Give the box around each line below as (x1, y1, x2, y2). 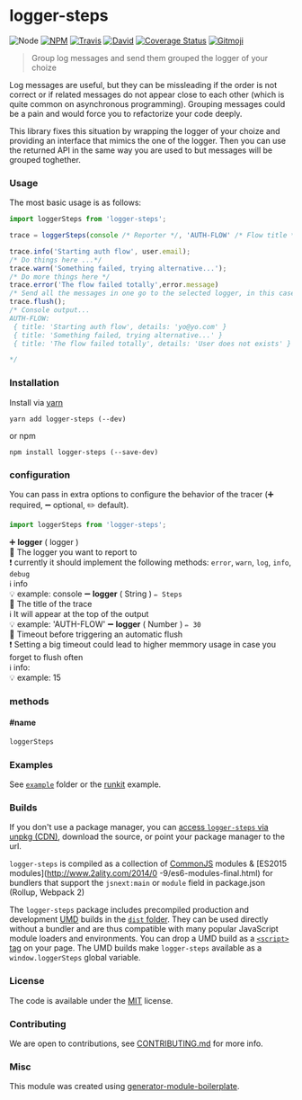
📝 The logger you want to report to (9, 546, 138, 558)
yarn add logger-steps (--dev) (9, 415, 127, 424)
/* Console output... (9, 306, 91, 315)
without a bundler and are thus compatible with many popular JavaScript (9, 924, 279, 935)
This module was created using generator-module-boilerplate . (9, 1081, 240, 1092)
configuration (9, 469, 71, 481)
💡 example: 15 (9, 672, 61, 683)
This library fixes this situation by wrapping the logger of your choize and (9, 125, 280, 136)
